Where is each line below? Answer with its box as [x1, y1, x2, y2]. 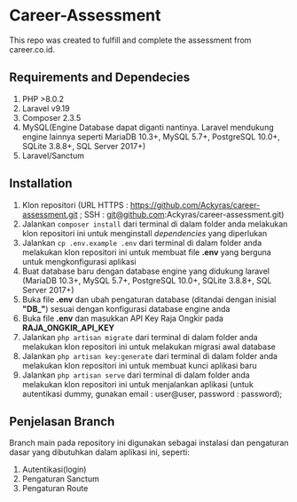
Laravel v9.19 [21, 103, 70, 114]
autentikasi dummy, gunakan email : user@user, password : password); [21, 388, 283, 399]
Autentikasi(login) [21, 464, 87, 475]
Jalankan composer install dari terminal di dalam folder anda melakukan [21, 219, 288, 229]
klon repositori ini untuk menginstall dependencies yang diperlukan [21, 227, 268, 238]
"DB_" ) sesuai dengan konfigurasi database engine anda [21, 303, 231, 314]
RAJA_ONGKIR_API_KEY [21, 322, 115, 333]
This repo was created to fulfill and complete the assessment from [9, 35, 252, 45]
